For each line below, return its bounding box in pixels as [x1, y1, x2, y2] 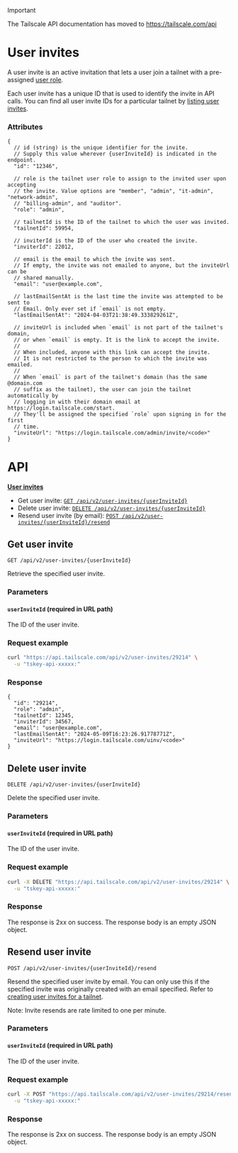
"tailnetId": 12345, [13, 712, 74, 719]
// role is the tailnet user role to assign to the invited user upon [13, 175, 227, 183]
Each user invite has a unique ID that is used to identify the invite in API [7, 89, 215, 98]
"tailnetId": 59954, [13, 225, 74, 232]
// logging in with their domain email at [13, 398, 141, 406]
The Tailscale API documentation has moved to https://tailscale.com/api [7, 20, 217, 28]
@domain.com [7, 380, 42, 387]
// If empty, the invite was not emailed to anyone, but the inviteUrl [13, 262, 230, 269]
